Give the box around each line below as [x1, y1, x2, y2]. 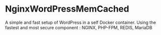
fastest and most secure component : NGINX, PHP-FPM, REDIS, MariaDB [5, 24, 153, 30]
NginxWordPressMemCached [5, 3, 129, 15]
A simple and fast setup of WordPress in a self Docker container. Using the [5, 19, 156, 25]
